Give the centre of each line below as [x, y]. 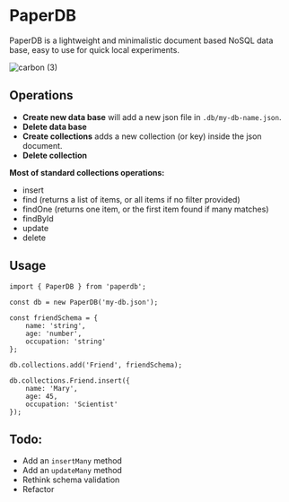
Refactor [38, 489]
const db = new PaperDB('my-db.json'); [84, 302]
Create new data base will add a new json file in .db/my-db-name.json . [152, 117]
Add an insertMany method [72, 461]
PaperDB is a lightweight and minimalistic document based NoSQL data [141, 40]
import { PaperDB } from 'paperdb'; [78, 286]
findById [38, 218]
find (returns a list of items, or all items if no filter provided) [131, 199]
